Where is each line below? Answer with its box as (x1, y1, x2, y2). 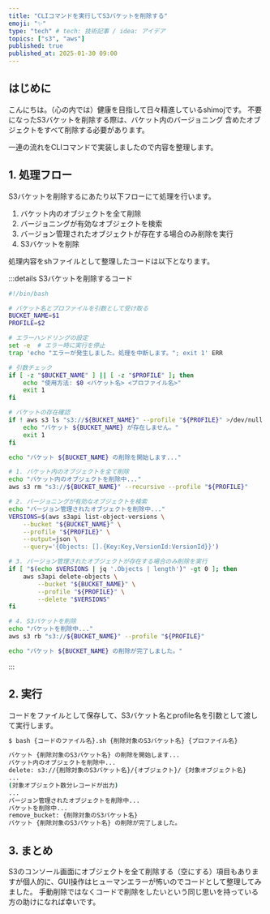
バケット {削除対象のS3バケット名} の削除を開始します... (8, 751, 180, 759)
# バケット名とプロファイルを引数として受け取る (8, 304, 148, 312)
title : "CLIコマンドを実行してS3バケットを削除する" (8, 11, 168, 20)
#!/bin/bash (8, 290, 49, 298)
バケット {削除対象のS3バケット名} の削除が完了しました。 (8, 819, 182, 827)
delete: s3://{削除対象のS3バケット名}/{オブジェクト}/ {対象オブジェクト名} (8, 766, 247, 775)
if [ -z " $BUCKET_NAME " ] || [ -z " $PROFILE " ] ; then (8, 371, 195, 380)
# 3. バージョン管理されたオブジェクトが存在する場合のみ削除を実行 (8, 557, 208, 566)
